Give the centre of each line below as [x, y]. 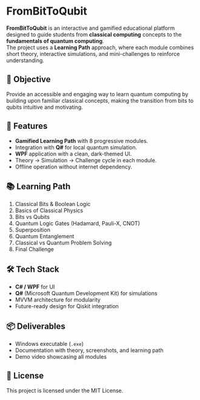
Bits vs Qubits [32, 217]
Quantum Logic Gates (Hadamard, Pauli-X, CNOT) [78, 224]
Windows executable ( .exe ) [49, 344]
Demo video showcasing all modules [61, 357]
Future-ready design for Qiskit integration [67, 306]
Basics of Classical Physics [49, 210]
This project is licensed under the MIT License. [65, 390]
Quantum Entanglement [45, 236]
